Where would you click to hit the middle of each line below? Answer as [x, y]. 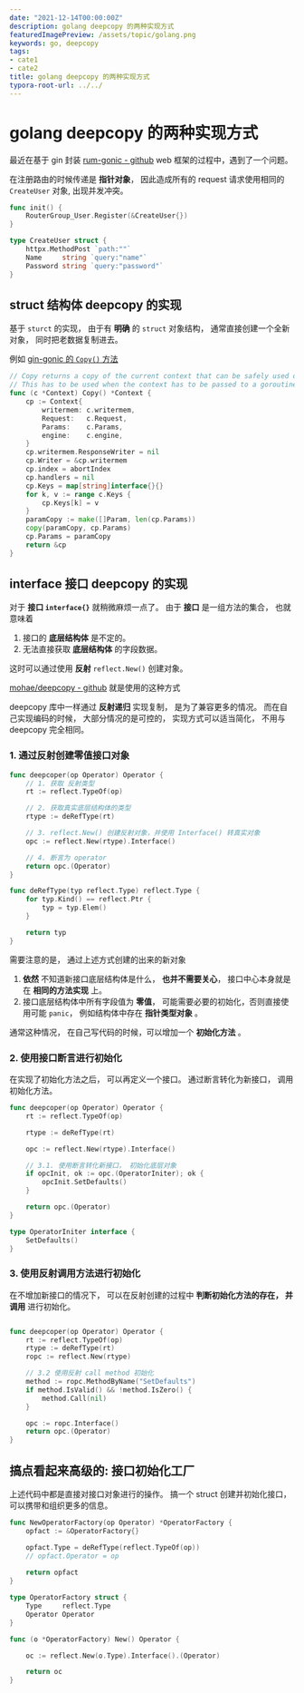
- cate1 [24, 60]
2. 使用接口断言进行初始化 [66, 1057]
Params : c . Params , [83, 427]
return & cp [46, 545]
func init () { [36, 208]
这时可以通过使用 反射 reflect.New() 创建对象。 [99, 668]
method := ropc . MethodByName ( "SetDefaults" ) [111, 1382]
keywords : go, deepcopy [54, 43]
